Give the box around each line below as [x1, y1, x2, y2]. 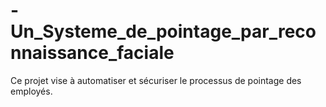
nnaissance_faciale [10, 42, 175, 64]
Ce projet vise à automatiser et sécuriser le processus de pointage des [10, 74, 302, 86]
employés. [10, 85, 53, 97]
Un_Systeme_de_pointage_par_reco [10, 20, 317, 43]
